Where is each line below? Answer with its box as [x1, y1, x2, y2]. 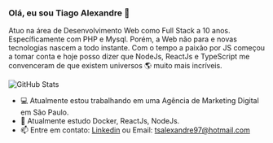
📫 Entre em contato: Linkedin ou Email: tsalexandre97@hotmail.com [20, 125, 250, 135]
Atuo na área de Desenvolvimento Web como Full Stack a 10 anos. [8, 26, 231, 36]
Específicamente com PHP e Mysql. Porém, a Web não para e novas [8, 34, 238, 44]
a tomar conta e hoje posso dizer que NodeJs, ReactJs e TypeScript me [8, 52, 250, 62]
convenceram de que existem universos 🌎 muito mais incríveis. [8, 61, 222, 71]
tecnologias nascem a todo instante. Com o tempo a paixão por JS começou [8, 43, 266, 53]
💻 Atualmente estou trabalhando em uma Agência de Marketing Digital [20, 96, 259, 106]
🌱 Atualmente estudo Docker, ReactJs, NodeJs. [20, 116, 180, 126]
